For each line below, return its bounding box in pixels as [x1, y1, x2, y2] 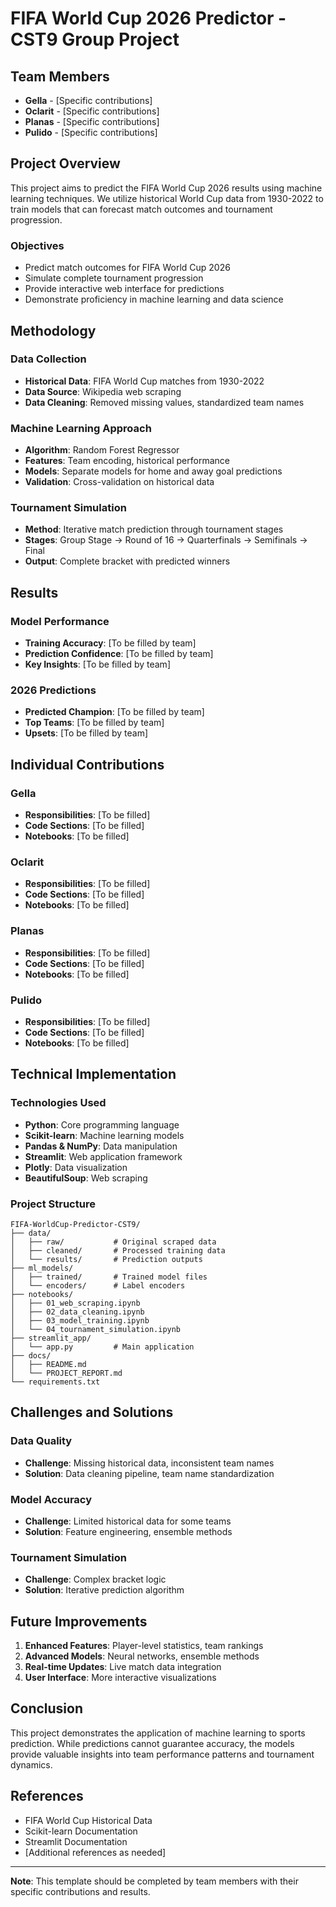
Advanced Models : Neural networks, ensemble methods [24, 1650, 260, 1662]
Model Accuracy [10, 1492, 93, 1506]
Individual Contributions [10, 756, 165, 773]
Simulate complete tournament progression [24, 272, 204, 284]
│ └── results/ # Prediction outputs [10, 1254, 203, 1264]
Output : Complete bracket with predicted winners [24, 555, 231, 567]
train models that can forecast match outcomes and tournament [10, 203, 273, 215]
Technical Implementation [10, 1066, 177, 1083]
